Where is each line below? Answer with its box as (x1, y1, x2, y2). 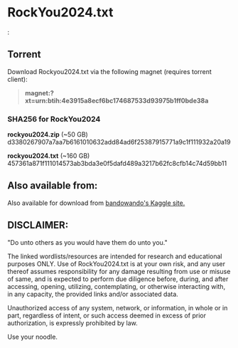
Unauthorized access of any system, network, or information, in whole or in (7, 303, 228, 312)
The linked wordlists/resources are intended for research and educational (7, 252, 222, 260)
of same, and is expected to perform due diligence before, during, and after (7, 275, 229, 283)
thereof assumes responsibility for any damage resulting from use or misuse (7, 267, 231, 275)
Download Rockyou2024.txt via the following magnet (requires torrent (7, 67, 212, 75)
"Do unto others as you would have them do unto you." (7, 238, 168, 246)
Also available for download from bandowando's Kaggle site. (7, 199, 185, 207)
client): (7, 75, 28, 83)
